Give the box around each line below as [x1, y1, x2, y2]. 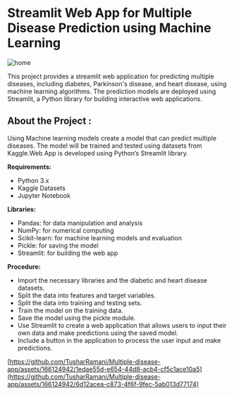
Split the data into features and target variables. [17, 291, 156, 300]
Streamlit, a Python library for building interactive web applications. [7, 94, 202, 103]
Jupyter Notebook [17, 191, 70, 199]
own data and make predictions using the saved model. [17, 329, 178, 337]
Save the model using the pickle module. [17, 313, 136, 322]
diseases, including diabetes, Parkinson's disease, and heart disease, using [7, 79, 227, 88]
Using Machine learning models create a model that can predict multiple [7, 134, 217, 142]
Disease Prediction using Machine [7, 20, 211, 36]
